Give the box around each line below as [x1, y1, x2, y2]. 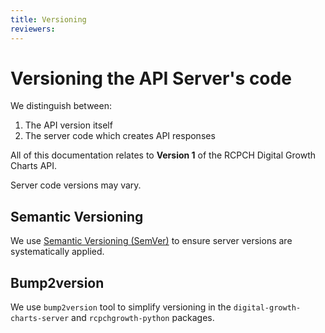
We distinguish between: [10, 100, 112, 112]
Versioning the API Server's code [10, 67, 292, 90]
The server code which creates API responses [24, 130, 216, 142]
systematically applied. [10, 246, 105, 258]
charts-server [10, 314, 70, 324]
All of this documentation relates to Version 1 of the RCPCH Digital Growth [10, 149, 316, 161]
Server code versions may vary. [10, 179, 142, 191]
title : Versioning [10, 14, 87, 25]
